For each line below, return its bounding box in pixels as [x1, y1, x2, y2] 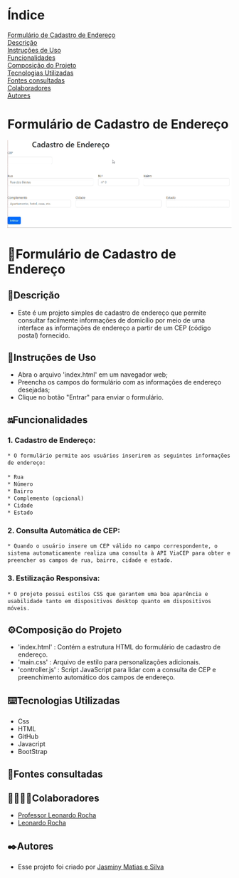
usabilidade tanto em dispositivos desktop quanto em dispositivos [7, 597, 212, 605]
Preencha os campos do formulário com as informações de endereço [17, 378, 222, 387]
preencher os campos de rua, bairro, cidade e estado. [7, 557, 174, 564]
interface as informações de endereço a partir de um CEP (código [17, 323, 211, 332]
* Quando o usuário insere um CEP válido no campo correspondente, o [7, 543, 218, 550]
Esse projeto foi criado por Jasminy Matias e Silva [17, 862, 164, 872]
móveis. [7, 605, 31, 612]
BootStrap [17, 748, 48, 756]
